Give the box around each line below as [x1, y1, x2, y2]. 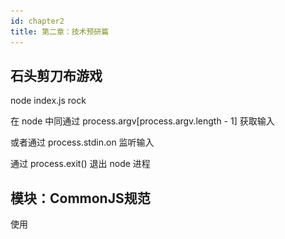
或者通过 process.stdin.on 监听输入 [10, 136, 155, 149]
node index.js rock [10, 95, 87, 107]
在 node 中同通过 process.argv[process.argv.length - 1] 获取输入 [10, 115, 275, 127]
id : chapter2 [10, 16, 65, 26]
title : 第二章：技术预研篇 [10, 26, 110, 37]
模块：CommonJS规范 [10, 190, 151, 207]
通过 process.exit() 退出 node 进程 [10, 158, 151, 170]
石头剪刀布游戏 [10, 67, 103, 84]
